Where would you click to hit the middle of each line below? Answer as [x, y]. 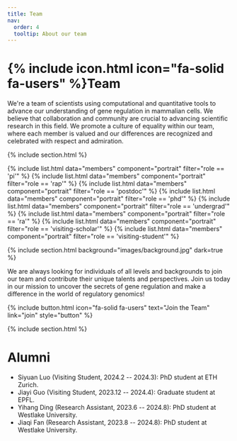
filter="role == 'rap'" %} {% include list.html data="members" [97, 184]
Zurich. [28, 385]
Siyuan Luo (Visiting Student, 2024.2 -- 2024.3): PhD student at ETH [117, 377]
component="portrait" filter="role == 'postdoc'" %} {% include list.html [111, 191]
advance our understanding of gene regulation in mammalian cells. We [110, 111]
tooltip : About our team [50, 34]
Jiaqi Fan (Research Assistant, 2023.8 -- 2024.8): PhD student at [112, 423]
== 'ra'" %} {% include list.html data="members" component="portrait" [112, 221]
